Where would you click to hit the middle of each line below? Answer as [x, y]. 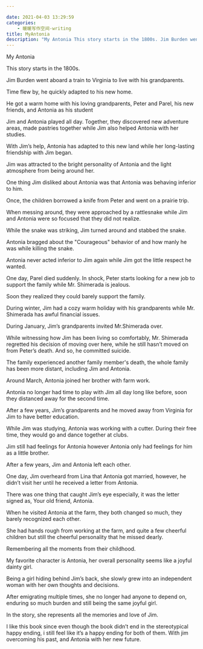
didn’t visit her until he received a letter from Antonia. [72, 483]
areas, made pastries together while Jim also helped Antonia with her [92, 128]
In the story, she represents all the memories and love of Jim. [82, 615]
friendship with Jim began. [40, 153]
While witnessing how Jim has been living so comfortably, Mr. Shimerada [97, 338]
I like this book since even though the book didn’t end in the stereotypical [97, 627]
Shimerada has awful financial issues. [53, 315]
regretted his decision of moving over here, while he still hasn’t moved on [98, 344]
